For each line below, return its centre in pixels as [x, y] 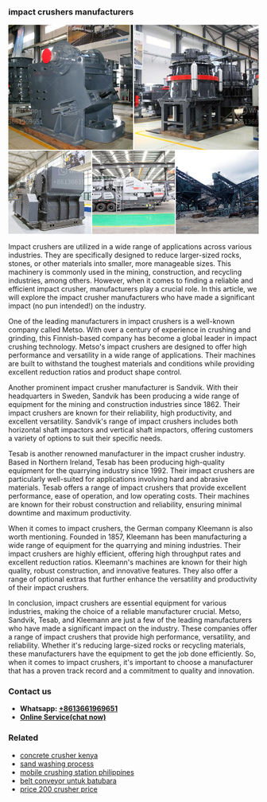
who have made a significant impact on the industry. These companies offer [133, 628]
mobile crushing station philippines [77, 772]
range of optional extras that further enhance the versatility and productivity [133, 579]
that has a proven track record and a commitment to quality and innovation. [132, 671]
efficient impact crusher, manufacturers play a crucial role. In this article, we [133, 288]
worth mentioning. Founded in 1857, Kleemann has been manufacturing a [128, 537]
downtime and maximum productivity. [70, 513]
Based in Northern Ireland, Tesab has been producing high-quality [116, 462]
